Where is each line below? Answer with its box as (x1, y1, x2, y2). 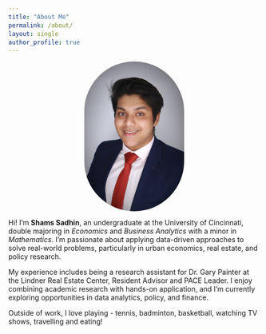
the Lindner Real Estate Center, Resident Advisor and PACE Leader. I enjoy (8, 276, 253, 285)
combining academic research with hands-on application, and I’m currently (8, 284, 256, 293)
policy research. (8, 252, 62, 261)
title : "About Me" (8, 13, 69, 21)
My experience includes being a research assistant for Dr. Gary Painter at (8, 267, 250, 276)
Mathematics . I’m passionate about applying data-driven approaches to (8, 234, 244, 244)
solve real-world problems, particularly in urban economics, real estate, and (8, 243, 258, 252)
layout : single (8, 30, 59, 38)
